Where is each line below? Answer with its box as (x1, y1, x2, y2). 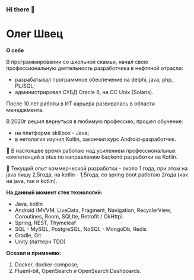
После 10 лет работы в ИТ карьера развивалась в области (6, 100, 155, 107)
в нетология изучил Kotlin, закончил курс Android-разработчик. (14, 136, 177, 143)
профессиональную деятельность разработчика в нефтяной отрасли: (6, 65, 184, 72)
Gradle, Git (14, 231, 42, 239)
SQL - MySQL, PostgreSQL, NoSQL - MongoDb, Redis (14, 225, 147, 233)
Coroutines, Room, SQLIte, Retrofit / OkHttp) (14, 213, 123, 220)
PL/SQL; (14, 82, 36, 89)
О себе (6, 47, 24, 54)
